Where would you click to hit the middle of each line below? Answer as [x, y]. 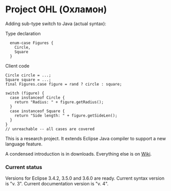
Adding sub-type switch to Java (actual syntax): [56, 24]
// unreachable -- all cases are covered [50, 129]
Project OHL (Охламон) [56, 9]
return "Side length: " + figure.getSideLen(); [66, 115]
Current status [24, 167]
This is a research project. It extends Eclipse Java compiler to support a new [86, 138]
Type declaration [23, 33]
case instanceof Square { [38, 111]
